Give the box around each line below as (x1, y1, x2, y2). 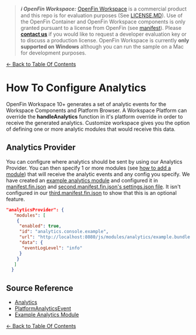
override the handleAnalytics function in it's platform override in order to (6, 113, 183, 120)
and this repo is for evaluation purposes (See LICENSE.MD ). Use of (20, 12, 183, 19)
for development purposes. (20, 49, 87, 56)
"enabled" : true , (19, 223, 62, 229)
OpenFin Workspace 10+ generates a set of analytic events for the (6, 100, 167, 107)
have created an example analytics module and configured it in (6, 177, 158, 184)
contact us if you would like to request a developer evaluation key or (20, 31, 187, 38)
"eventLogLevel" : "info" (21, 245, 83, 251)
